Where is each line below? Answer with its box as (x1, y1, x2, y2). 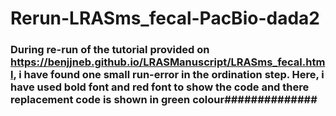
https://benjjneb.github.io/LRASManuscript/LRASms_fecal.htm (10, 55, 326, 69)
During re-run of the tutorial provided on (10, 43, 210, 57)
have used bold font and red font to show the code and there (10, 80, 310, 94)
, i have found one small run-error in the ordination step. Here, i (13, 68, 325, 82)
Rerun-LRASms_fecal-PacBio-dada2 (10, 7, 320, 30)
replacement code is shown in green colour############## (10, 93, 318, 107)
